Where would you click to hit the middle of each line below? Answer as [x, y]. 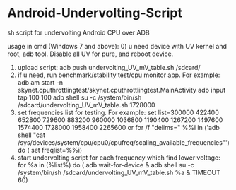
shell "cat [31, 135]
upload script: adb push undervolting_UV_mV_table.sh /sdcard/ [109, 67]
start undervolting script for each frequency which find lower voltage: [119, 158]
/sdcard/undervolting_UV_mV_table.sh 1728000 [86, 105]
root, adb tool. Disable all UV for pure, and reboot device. [90, 54]
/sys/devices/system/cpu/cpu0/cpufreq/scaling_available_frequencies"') [123, 142]
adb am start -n [40, 82]
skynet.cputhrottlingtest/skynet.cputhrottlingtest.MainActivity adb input [122, 90]
